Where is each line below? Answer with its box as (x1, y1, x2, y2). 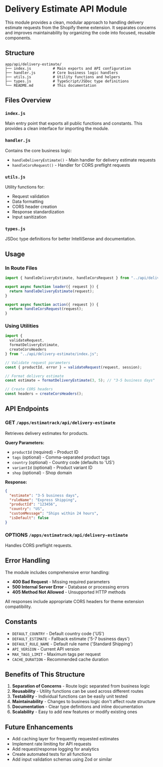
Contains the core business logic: (5, 147, 72, 153)
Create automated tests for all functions (12, 751, 92, 757)
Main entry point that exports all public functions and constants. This (5, 120, 143, 127)
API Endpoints (5, 405, 49, 413)
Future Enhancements (5, 723, 74, 731)
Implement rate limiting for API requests (12, 741, 92, 747)
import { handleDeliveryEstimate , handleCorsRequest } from (5, 275, 130, 281)
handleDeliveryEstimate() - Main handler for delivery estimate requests (12, 157, 156, 163)
